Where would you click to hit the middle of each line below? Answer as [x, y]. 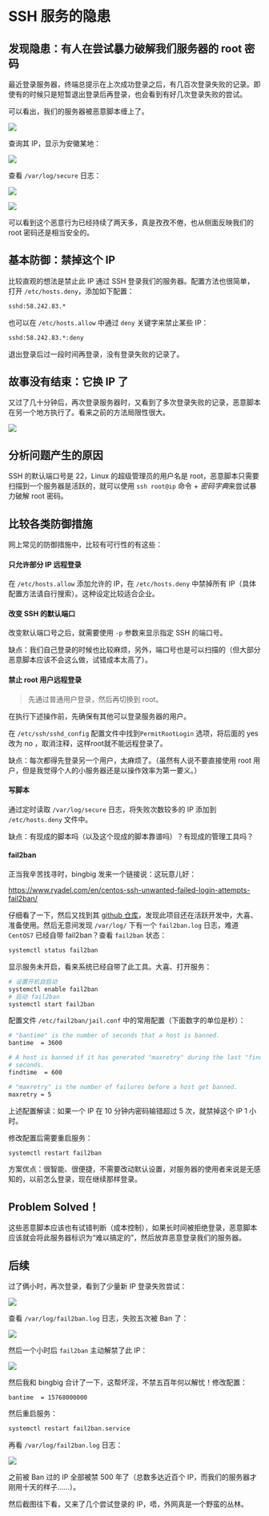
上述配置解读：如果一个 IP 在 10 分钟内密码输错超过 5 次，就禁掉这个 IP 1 [128, 1111]
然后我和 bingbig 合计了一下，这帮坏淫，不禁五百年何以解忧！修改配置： [128, 1382]
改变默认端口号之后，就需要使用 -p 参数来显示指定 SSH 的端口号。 [118, 633]
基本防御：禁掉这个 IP [62, 260]
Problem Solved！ [54, 1207]
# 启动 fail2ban [34, 997]
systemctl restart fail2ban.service [69, 1429]
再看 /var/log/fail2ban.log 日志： [66, 1445]
